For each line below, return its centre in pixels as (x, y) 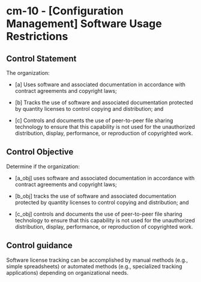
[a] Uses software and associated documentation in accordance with (100, 84)
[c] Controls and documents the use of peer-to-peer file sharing (94, 120)
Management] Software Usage (84, 24)
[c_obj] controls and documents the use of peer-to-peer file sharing (99, 214)
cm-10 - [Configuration (65, 11)
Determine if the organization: (43, 166)
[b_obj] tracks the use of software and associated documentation (96, 196)
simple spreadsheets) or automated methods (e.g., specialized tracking (94, 266)
